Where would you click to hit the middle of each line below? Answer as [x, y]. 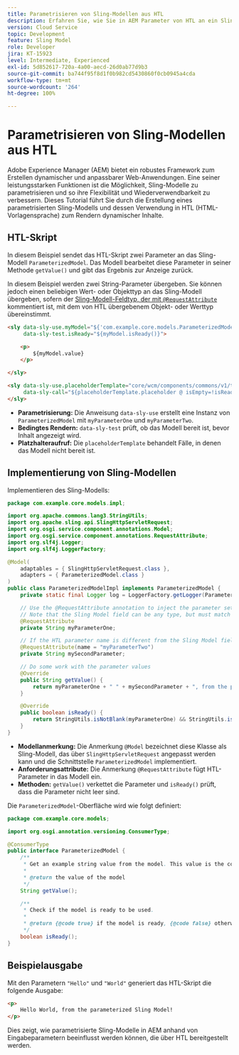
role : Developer [31, 47]
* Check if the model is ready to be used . [89, 910]
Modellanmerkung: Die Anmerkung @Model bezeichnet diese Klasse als [122, 746]
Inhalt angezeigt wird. [49, 435]
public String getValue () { [62, 680]
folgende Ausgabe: [35, 990]
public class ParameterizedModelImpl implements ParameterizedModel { [114, 589]
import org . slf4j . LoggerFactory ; [57, 549]
